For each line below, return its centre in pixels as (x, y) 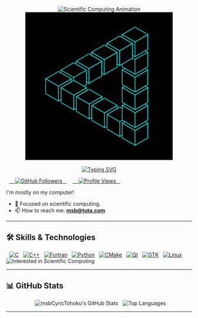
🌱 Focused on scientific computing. (58, 204)
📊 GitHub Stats (35, 286)
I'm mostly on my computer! (40, 192)
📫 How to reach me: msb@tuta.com (60, 210)
